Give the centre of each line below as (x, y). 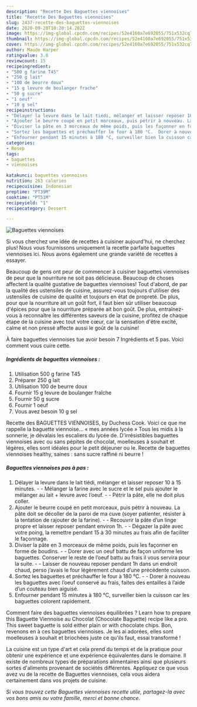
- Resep (16, 148)
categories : (21, 143)
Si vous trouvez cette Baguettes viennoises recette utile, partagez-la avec (96, 692)
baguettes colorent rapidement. (53, 602)
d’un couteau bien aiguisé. (46, 589)
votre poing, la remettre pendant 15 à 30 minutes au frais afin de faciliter (102, 533)
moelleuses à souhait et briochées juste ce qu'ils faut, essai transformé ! (94, 638)
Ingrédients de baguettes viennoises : (53, 359)
